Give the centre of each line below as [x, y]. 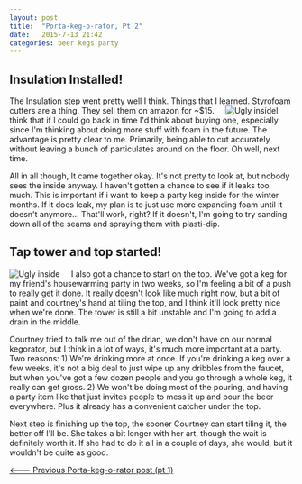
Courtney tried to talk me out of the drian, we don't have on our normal [141, 339]
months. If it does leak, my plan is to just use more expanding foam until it [146, 205]
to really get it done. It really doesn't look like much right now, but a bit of [145, 293]
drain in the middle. [45, 322]
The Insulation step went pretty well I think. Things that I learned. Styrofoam [150, 101]
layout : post [34, 18]
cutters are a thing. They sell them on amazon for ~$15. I [144, 111]
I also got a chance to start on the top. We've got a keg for [179, 274]
